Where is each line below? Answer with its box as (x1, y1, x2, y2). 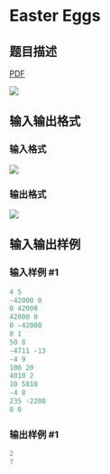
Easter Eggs (9, 5, 101, 26)
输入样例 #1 (9, 266, 59, 279)
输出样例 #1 (9, 428, 59, 441)
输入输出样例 (9, 237, 81, 252)
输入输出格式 (9, 114, 81, 129)
